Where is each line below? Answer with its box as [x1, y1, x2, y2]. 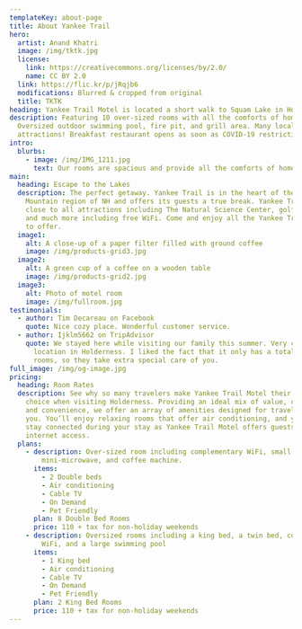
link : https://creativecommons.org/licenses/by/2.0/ [25, 64, 227, 73]
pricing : [9, 372, 42, 382]
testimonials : [9, 306, 63, 314]
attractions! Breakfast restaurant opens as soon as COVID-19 [17, 130, 255, 139]
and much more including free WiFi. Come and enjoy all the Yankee [25, 213, 283, 223]
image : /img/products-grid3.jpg [25, 247, 147, 256]
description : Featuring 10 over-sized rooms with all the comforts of [9, 113, 280, 122]
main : [9, 172, 30, 181]
